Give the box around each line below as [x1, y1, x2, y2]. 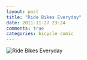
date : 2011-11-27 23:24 [6, 20, 66, 26]
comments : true [6, 25, 44, 31]
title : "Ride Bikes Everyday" [6, 14, 82, 20]
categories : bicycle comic [6, 31, 74, 37]
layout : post [6, 8, 39, 15]
